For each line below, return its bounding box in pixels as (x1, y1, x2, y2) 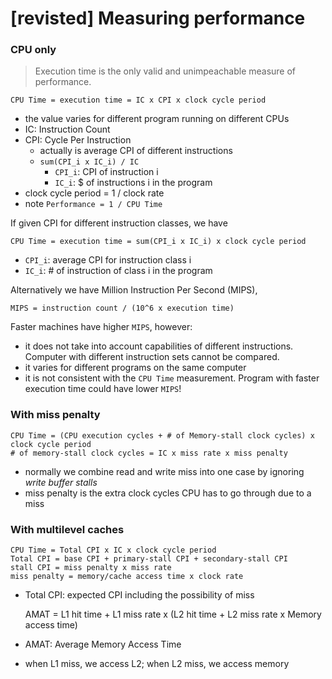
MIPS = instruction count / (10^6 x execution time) (10, 303, 235, 314)
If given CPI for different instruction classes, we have (10, 217, 228, 229)
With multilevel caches (10, 522, 125, 536)
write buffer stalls (24, 476, 98, 488)
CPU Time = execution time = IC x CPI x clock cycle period (10, 95, 267, 106)
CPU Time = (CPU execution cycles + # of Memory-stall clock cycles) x (10, 430, 315, 441)
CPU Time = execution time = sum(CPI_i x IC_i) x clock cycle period (10, 237, 307, 247)
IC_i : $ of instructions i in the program (54, 177, 213, 189)
